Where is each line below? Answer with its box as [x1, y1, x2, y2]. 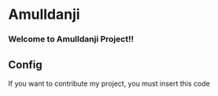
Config [8, 57, 42, 72]
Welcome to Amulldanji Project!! [8, 34, 134, 45]
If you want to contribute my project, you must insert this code [8, 79, 210, 88]
